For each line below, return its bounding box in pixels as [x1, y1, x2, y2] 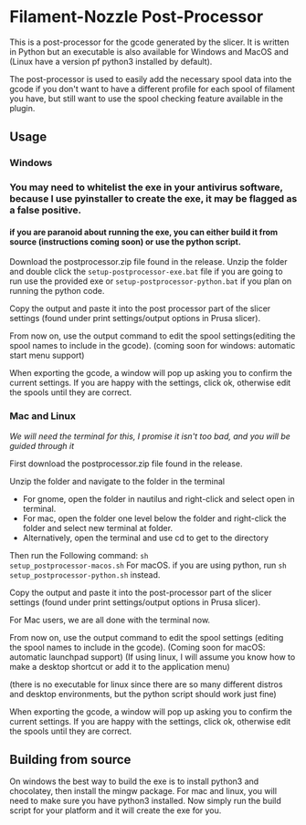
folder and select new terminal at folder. [22, 522, 174, 533]
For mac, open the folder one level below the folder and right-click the [22, 513, 287, 524]
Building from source [9, 752, 132, 768]
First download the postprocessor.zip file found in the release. [9, 458, 244, 469]
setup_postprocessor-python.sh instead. [9, 569, 161, 580]
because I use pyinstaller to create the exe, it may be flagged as [9, 193, 298, 205]
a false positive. [9, 204, 82, 216]
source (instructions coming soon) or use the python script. [9, 235, 242, 247]
